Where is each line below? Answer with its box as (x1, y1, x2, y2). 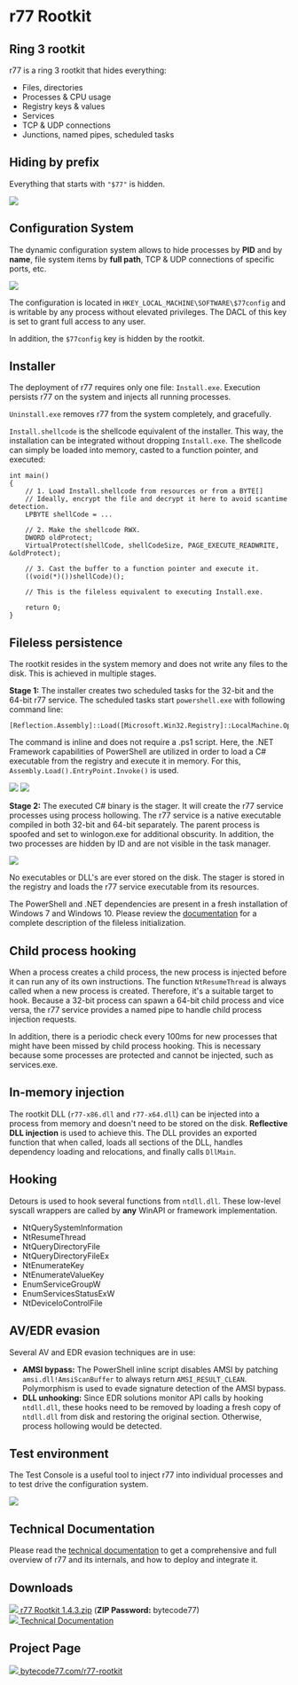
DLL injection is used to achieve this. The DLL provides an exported (9, 1127, 257, 1138)
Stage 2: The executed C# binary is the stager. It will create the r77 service (9, 801, 284, 811)
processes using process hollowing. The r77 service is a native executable (9, 810, 282, 821)
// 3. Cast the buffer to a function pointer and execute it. (25, 565, 260, 574)
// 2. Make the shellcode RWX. (25, 526, 141, 535)
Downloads (9, 1580, 74, 1595)
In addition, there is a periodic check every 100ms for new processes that (9, 1031, 278, 1042)
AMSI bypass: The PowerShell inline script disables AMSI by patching (21, 1364, 278, 1375)
